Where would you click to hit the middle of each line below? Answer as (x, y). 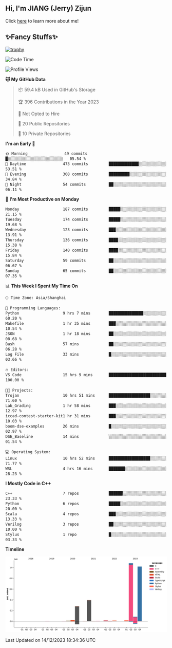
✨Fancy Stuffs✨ (32, 37)
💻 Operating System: (28, 452)
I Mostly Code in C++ (28, 483)
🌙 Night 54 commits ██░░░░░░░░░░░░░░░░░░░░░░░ (86, 184)
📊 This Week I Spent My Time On (42, 286)
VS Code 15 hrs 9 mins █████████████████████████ (86, 375)
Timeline (15, 549)
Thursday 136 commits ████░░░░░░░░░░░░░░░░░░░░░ (86, 240)
